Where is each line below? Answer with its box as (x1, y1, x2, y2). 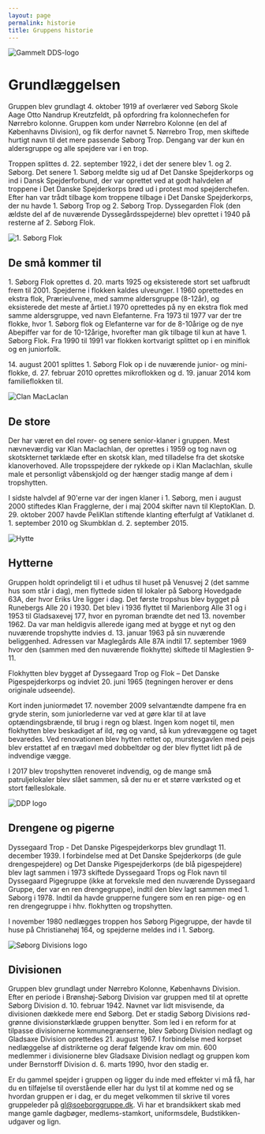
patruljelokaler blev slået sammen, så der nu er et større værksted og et (8, 774, 241, 784)
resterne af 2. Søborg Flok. (8, 218, 96, 228)
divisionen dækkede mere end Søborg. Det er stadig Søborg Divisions (8, 1009, 235, 1019)
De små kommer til (8, 256, 102, 270)
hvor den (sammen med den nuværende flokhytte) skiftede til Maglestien (8, 644, 245, 654)
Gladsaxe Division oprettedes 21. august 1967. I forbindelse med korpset (8, 1034, 242, 1044)
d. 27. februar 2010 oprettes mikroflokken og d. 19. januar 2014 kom (32, 369, 251, 378)
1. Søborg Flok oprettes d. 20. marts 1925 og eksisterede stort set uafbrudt (8, 278, 251, 287)
